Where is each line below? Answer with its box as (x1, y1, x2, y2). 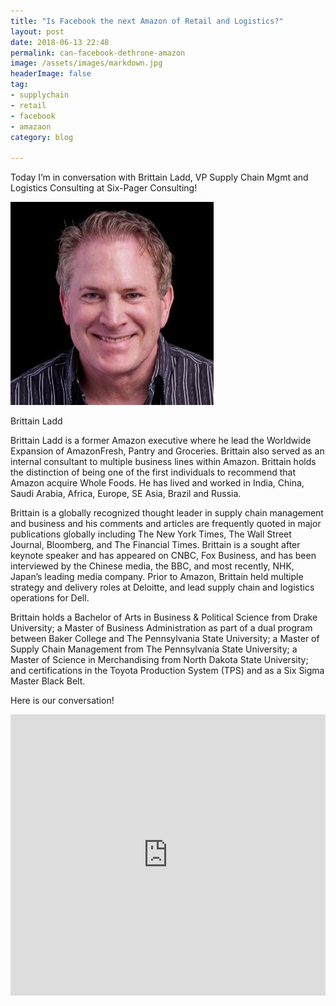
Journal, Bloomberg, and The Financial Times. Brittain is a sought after (10, 539, 301, 551)
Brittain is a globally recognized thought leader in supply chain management (10, 507, 324, 519)
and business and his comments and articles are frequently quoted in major (10, 518, 322, 530)
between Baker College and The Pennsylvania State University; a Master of (10, 633, 320, 645)
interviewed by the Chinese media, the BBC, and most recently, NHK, (10, 560, 295, 572)
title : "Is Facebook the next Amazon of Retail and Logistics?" (10, 16, 284, 26)
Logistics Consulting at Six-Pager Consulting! (10, 182, 198, 194)
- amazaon (10, 121, 52, 132)
